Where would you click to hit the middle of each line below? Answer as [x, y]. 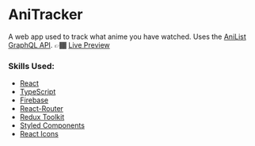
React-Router [41, 109]
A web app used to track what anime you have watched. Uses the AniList [127, 36]
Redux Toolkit [42, 117]
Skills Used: [32, 66]
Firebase [34, 100]
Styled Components [52, 125]
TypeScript [38, 92]
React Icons [39, 134]
